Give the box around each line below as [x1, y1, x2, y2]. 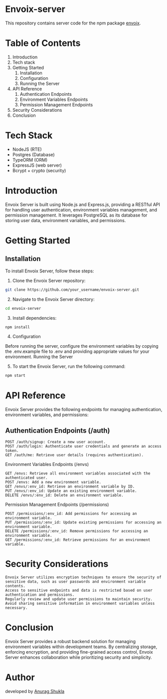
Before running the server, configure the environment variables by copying [5, 343, 159, 349]
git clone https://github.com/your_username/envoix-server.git [5, 287, 140, 292]
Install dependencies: [12, 315, 57, 321]
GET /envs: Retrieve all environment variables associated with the [5, 471, 151, 476]
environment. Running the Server [5, 354, 73, 360]
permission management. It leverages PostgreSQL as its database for [5, 212, 148, 218]
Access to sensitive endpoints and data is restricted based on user [5, 588, 153, 593]
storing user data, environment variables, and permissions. [5, 217, 126, 223]
